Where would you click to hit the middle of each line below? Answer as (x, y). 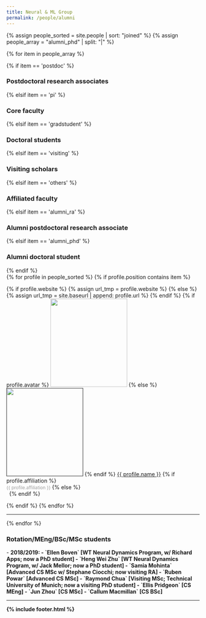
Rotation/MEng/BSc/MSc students (59, 539)
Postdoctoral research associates (58, 82)
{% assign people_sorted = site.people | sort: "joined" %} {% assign (93, 35)
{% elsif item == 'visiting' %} (43, 153)
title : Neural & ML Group (39, 12)
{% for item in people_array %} (45, 53)
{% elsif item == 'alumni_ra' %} (46, 212)
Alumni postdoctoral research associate (67, 228)
